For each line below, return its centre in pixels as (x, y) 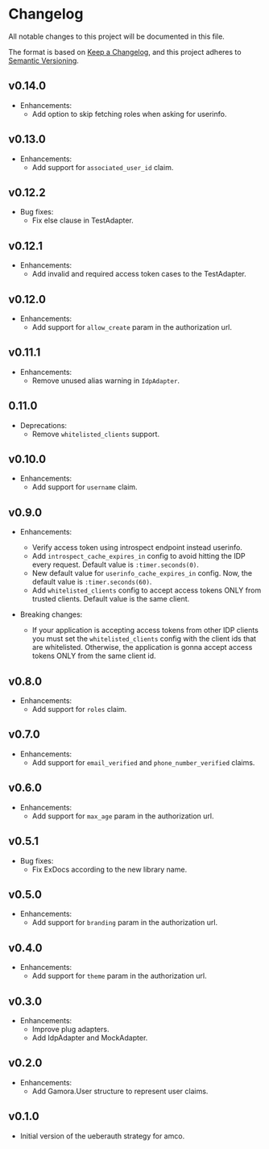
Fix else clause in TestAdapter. (83, 221)
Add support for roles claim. (79, 710)
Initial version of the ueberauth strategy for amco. (102, 1136)
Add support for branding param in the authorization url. (125, 922)
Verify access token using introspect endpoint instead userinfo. (137, 547)
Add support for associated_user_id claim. (103, 167)
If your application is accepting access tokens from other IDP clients (145, 631)
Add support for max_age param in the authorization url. (123, 816)
